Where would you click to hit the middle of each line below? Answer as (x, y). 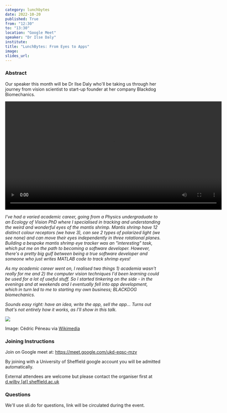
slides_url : (17, 56)
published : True (22, 19)
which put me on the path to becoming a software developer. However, (77, 248)
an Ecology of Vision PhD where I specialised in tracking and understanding (83, 222)
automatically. (19, 366)
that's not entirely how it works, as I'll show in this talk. (61, 310)
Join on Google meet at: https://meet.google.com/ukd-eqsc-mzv (71, 352)
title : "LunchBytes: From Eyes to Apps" (47, 47)
